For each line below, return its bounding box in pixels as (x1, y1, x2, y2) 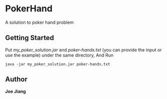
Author (5, 75, 27, 84)
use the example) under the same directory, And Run (5, 52, 114, 58)
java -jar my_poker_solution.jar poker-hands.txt (5, 61, 111, 67)
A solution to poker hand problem (5, 19, 74, 25)
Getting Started (5, 34, 54, 42)
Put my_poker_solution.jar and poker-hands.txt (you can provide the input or (5, 47, 162, 52)
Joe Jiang (5, 88, 26, 94)
